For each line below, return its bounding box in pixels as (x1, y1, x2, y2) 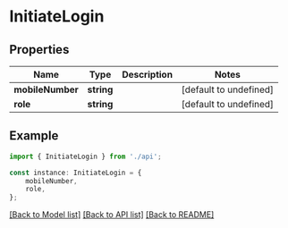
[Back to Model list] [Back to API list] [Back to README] (9, 209, 215, 220)
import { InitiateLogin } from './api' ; (9, 152, 163, 161)
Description (122, 69, 173, 80)
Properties (9, 42, 70, 57)
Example (9, 128, 59, 144)
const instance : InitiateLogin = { (9, 168, 142, 177)
